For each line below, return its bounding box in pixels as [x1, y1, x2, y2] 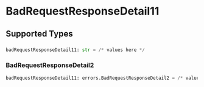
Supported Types [5, 29, 74, 39]
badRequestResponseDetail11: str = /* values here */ [5, 47, 146, 53]
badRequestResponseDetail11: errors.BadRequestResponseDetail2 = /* [5, 75, 183, 81]
